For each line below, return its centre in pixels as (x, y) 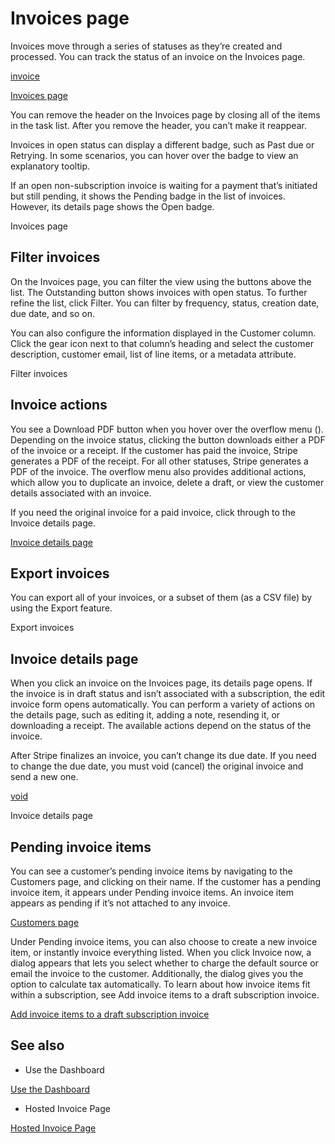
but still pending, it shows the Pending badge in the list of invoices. (148, 196)
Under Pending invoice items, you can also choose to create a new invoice (164, 941)
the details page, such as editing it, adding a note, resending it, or (145, 715)
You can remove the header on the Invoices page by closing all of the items (165, 114)
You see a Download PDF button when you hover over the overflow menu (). (167, 429)
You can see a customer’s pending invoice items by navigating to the (151, 871)
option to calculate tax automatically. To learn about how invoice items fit (160, 984)
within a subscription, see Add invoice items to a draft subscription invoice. (165, 995)
